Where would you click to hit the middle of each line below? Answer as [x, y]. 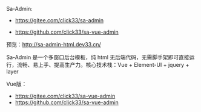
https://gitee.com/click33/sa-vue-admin [65, 96]
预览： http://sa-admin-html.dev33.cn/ [54, 44]
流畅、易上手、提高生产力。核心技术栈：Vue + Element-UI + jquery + [103, 65]
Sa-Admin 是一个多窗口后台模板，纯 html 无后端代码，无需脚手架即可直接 [98, 57]
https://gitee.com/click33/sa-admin [59, 20]
